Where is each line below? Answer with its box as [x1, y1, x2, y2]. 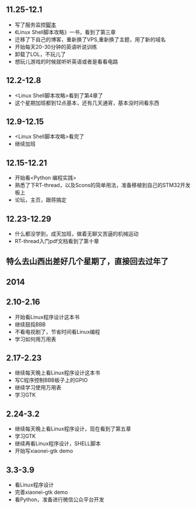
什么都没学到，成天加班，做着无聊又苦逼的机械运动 [14, 230, 139, 238]
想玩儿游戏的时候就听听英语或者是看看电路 [14, 58, 118, 65]
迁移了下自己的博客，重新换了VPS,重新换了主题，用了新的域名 [14, 35, 166, 43]
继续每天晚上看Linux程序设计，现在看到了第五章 [14, 425, 131, 432]
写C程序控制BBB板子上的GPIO [14, 377, 88, 384]
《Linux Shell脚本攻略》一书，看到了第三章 [14, 28, 116, 35]
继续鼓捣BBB [14, 321, 46, 328]
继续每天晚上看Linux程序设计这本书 [14, 369, 101, 376]
